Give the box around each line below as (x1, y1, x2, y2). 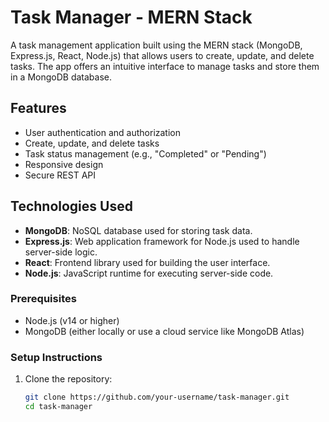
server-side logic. (24, 246, 98, 258)
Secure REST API (24, 169, 97, 181)
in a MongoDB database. (10, 71, 112, 83)
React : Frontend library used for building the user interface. (24, 256, 271, 268)
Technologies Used (10, 198, 133, 215)
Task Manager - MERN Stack (10, 6, 253, 29)
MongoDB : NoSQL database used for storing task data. (24, 224, 253, 236)
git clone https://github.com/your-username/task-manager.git (24, 392, 290, 403)
